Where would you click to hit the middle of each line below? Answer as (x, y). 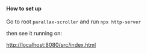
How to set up (24, 8)
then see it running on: (34, 34)
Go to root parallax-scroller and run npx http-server (74, 22)
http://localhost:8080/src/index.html (51, 45)
